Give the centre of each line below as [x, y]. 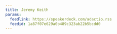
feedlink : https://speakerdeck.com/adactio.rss [61, 19]
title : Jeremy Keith [27, 10]
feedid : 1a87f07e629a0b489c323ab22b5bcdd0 [55, 24]
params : [13, 14]
